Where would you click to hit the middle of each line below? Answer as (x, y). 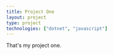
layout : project (26, 17)
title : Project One (30, 12)
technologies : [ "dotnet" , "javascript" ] (57, 28)
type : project (24, 23)
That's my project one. (34, 45)
